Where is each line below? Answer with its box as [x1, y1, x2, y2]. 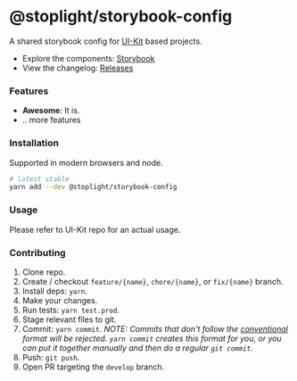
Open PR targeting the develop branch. [21, 361, 165, 372]
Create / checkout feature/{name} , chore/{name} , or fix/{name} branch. [21, 276, 284, 286]
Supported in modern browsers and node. [9, 157, 163, 168]
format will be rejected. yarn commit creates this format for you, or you [21, 333, 283, 344]
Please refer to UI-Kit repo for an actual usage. [9, 224, 181, 235]
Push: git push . [21, 352, 80, 362]
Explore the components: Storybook [21, 53, 155, 63]
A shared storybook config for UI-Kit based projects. [9, 36, 202, 46]
